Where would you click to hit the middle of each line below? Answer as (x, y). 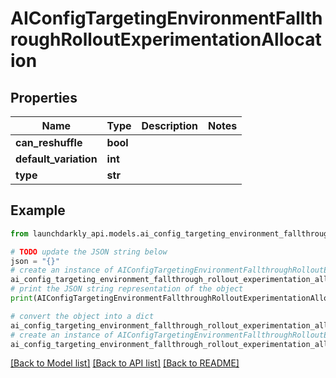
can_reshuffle (49, 142)
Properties (44, 97)
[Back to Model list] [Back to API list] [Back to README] (125, 363)
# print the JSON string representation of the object (127, 289)
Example (38, 210)
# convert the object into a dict (82, 316)
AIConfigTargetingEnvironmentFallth (166, 18)
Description (169, 125)
